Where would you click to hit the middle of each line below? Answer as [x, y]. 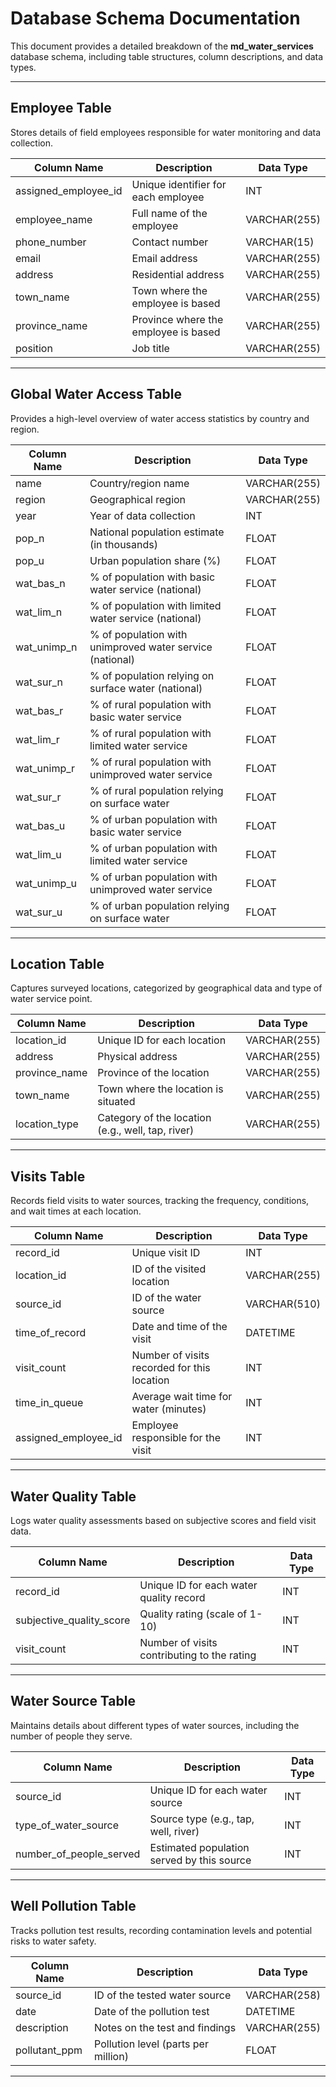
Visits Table [48, 1176]
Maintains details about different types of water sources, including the [155, 1725]
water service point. [51, 999]
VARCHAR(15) [280, 242]
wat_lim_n [39, 612]
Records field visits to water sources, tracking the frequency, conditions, [160, 1201]
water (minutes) [169, 1409]
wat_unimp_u [46, 883]
